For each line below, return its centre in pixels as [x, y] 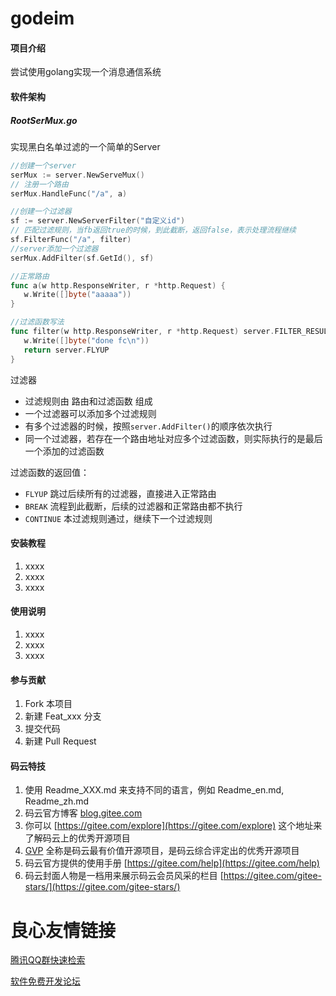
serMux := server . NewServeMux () [77, 175]
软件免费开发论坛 [45, 981]
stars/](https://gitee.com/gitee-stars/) [102, 887]
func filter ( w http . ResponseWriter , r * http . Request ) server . [142, 332]
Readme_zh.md [57, 801]
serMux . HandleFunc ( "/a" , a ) [69, 193]
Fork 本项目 [48, 704]
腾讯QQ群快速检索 [48, 960]
